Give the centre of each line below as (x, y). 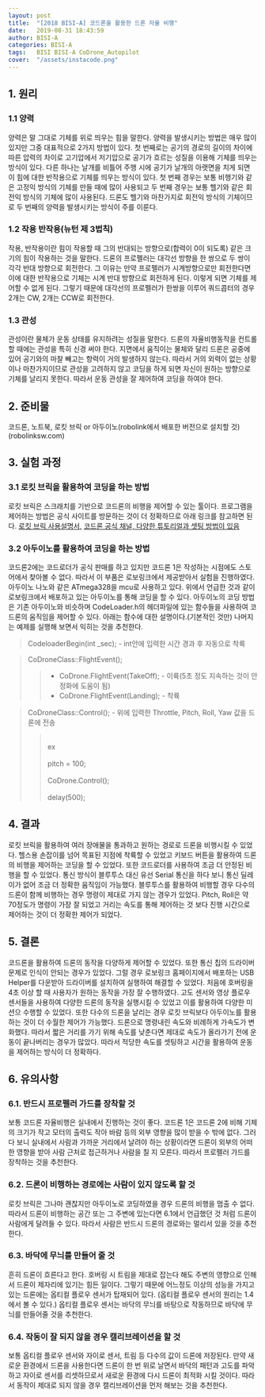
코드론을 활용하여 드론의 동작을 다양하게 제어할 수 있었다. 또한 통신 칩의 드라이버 (132, 962)
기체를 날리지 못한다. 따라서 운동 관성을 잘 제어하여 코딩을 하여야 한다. (115, 379)
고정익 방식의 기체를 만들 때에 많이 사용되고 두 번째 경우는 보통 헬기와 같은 (130, 187)
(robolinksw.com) (36, 435)
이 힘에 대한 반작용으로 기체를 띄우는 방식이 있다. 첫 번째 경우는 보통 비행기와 (126, 177)
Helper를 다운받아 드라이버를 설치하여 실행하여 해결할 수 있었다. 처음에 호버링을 (131, 982)
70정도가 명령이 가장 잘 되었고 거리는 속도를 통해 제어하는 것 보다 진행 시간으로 (129, 904)
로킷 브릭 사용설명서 (49, 525)
